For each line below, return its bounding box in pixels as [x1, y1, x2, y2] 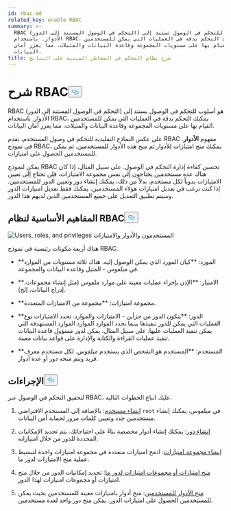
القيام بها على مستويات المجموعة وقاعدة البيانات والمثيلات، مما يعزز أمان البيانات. [8, 121, 215, 129]
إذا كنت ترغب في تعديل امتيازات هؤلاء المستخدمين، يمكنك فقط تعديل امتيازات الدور [8, 184, 221, 192]
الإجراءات [8, 375, 44, 387]
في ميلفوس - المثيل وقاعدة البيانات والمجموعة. [17, 264, 139, 273]
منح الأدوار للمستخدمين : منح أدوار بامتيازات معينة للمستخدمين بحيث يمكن [17, 489, 204, 497]
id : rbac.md [8, 10, 42, 17]
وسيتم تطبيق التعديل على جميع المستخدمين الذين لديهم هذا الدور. [8, 191, 174, 199]
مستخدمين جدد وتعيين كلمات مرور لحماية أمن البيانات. [17, 414, 156, 422]
